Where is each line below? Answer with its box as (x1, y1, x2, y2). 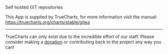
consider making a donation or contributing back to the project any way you (5, 39, 161, 44)
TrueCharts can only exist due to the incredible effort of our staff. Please (5, 33, 154, 39)
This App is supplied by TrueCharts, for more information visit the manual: (5, 14, 157, 19)
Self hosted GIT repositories (5, 4, 63, 10)
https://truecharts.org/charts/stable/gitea (5, 19, 90, 25)
